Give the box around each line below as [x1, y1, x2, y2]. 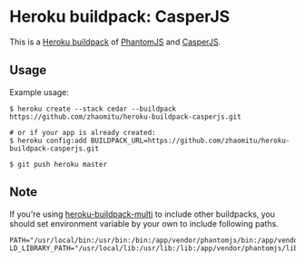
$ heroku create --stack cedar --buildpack [9, 104, 177, 113]
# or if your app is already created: [9, 128, 156, 137]
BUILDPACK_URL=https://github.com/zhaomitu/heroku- [90, 136, 290, 145]
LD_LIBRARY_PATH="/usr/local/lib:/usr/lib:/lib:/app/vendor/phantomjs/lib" [9, 243, 302, 253]
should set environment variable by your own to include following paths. [9, 218, 279, 228]
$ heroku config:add [9, 136, 88, 145]
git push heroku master [17, 160, 107, 169]
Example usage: [9, 86, 70, 97]
